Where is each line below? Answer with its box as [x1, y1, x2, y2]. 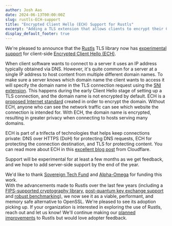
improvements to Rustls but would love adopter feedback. [5, 215, 127, 221]
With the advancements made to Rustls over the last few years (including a [5, 182, 163, 188]
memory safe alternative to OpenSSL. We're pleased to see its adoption [5, 198, 156, 205]
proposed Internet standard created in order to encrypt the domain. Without [5, 98, 165, 105]
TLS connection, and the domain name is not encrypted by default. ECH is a [5, 93, 165, 99]
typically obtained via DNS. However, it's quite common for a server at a [5, 66, 157, 72]
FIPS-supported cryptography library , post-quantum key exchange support [5, 188, 164, 194]
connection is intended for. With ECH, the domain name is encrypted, [5, 109, 152, 115]
